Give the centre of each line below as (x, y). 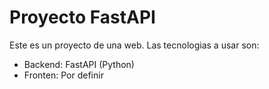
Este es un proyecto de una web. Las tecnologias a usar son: (134, 45)
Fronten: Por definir (63, 75)
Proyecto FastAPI (82, 17)
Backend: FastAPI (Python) (79, 64)
